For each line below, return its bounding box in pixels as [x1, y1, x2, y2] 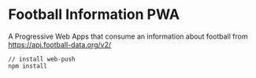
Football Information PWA [8, 6, 180, 24]
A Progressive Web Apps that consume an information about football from [8, 32, 248, 41]
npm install [8, 61, 47, 70]
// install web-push [8, 55, 76, 63]
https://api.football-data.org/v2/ [8, 39, 112, 49]
